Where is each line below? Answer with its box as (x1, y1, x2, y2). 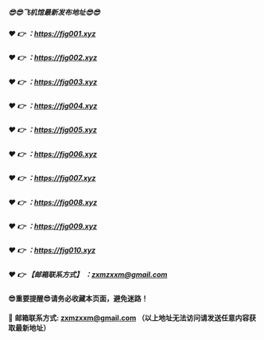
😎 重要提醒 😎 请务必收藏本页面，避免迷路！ (8, 294, 149, 303)
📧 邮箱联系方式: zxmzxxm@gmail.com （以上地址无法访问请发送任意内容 (8, 313, 250, 322)
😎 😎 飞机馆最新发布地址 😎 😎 (8, 7, 101, 17)
